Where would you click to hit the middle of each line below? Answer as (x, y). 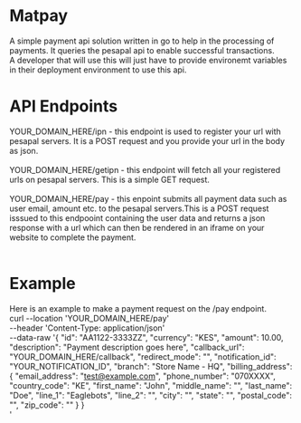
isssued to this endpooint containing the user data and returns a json (137, 217)
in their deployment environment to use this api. (98, 70)
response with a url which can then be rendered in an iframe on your (137, 227)
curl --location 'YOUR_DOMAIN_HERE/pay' (89, 318)
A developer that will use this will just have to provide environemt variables (148, 60)
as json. (24, 150)
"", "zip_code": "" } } (47, 405)
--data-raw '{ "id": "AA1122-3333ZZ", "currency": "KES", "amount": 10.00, (146, 337)
